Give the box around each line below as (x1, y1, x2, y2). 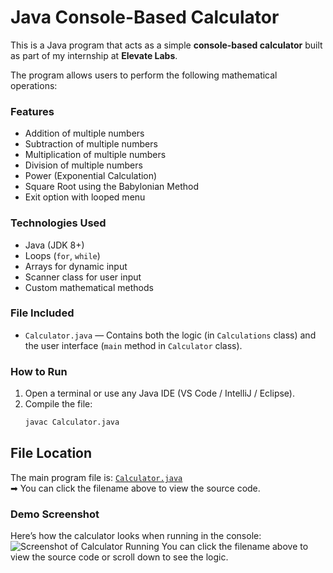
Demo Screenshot (10, 507, 100, 521)
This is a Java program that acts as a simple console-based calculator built (10, 39, 323, 51)
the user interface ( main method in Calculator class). (24, 339, 243, 351)
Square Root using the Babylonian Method (24, 181, 199, 193)
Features (10, 104, 55, 118)
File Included (10, 306, 75, 320)
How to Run (10, 364, 68, 378)
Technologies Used (10, 216, 107, 230)
